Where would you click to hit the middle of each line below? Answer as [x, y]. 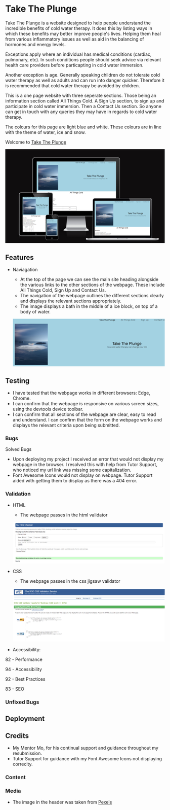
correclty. [23, 764]
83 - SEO [15, 689]
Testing [17, 381]
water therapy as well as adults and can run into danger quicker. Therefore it [85, 80]
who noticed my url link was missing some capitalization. [72, 470]
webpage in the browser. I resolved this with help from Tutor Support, [85, 465]
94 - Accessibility [24, 670]
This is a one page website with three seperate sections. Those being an [81, 95]
